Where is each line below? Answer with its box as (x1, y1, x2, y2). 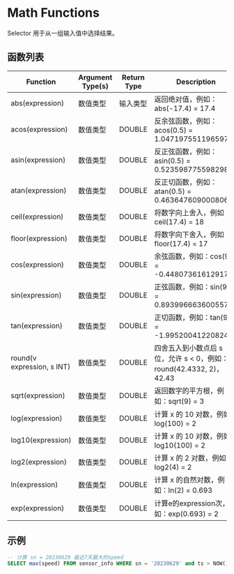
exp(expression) (10, 503, 65, 513)
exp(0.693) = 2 (168, 508, 219, 518)
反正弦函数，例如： (154, 147, 217, 156)
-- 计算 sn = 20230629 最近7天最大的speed (7, 554, 124, 561)
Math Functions (7, 5, 100, 21)
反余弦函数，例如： (154, 116, 217, 126)
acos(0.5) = (154, 125, 194, 135)
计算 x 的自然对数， (154, 475, 218, 485)
